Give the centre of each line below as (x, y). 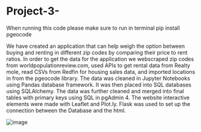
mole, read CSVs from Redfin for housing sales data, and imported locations (101, 71)
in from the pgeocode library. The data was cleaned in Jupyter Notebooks (98, 78)
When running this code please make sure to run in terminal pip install (93, 28)
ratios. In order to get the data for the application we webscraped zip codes (100, 59)
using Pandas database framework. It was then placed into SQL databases (99, 84)
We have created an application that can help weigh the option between (96, 46)
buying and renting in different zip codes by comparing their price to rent (97, 52)
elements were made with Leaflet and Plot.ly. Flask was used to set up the (98, 104)
